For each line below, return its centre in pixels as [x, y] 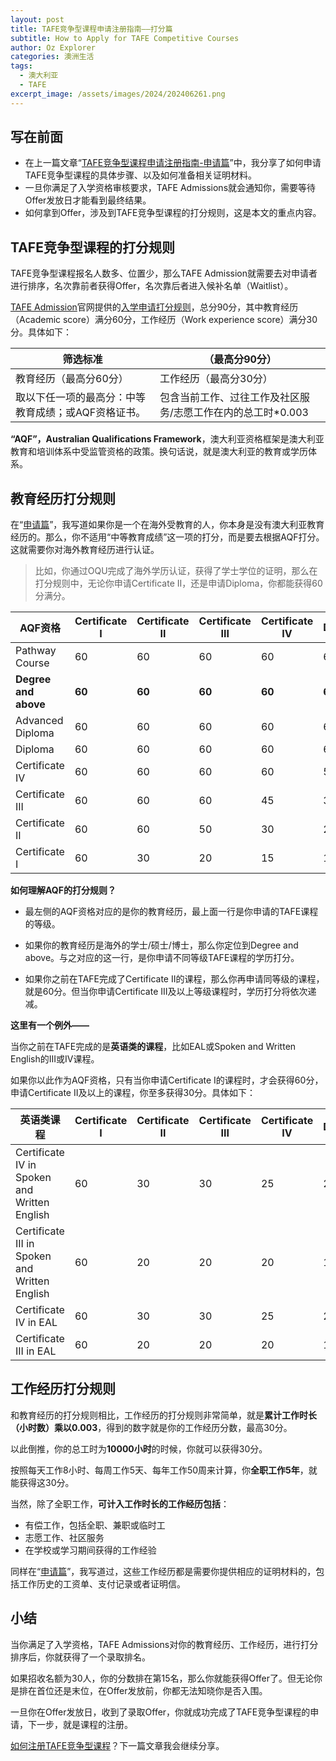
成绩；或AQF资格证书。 [91, 413]
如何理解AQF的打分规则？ [63, 890]
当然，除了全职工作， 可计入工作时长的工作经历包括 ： [120, 1503]
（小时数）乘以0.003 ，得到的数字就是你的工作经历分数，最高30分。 [151, 1427]
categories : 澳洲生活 [52, 57]
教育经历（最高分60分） [72, 379]
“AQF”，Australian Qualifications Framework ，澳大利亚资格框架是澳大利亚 [167, 439]
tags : [21, 66]
